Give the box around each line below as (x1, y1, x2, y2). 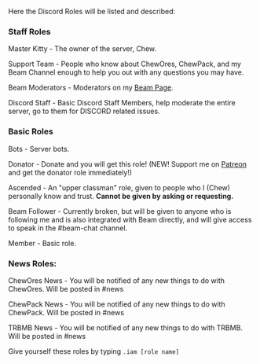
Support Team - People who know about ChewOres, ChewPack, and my (8, 59, 242, 69)
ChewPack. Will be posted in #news (8, 307, 124, 317)
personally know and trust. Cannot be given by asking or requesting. (8, 191, 234, 200)
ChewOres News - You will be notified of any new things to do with (8, 275, 225, 285)
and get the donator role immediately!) (8, 167, 132, 177)
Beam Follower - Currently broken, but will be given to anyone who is (8, 206, 232, 215)
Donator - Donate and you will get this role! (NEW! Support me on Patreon (8, 159, 247, 168)
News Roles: (8, 258, 57, 269)
